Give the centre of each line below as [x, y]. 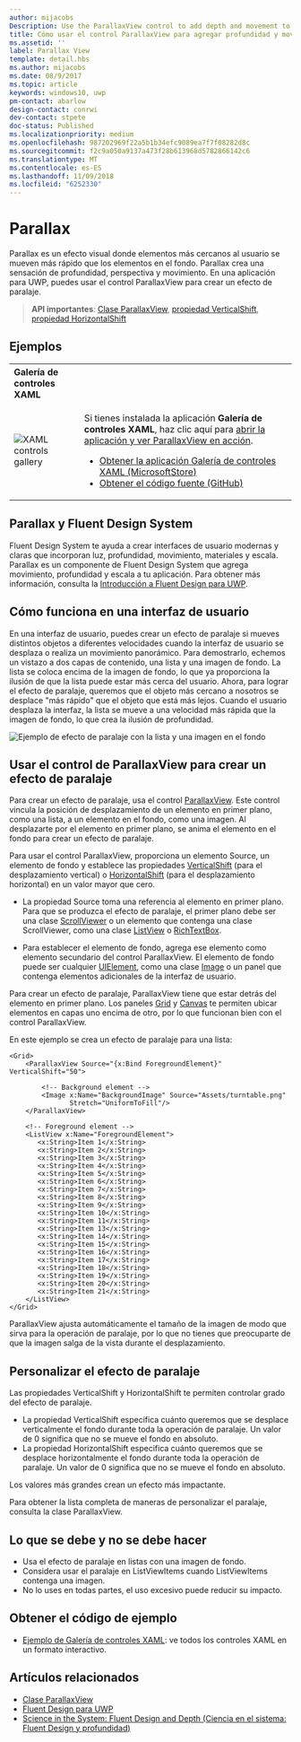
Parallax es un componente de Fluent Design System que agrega [129, 564]
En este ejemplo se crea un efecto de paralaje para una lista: [121, 1040]
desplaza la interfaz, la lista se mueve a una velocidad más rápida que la [142, 710]
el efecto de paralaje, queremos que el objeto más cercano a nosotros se [144, 691]
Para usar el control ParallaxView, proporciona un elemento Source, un [140, 856]
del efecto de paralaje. [51, 1402]
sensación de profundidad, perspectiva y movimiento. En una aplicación [142, 273]
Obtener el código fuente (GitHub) [171, 483]
